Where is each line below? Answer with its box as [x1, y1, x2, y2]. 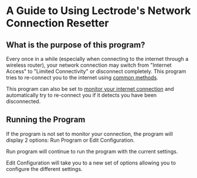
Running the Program [6, 115, 86, 125]
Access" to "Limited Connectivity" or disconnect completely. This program [6, 68, 186, 74]
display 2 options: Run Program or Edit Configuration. [6, 136, 135, 143]
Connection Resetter [6, 16, 110, 30]
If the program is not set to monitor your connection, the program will [6, 130, 173, 137]
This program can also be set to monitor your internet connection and [6, 85, 174, 92]
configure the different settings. [6, 165, 83, 172]
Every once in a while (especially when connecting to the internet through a [6, 56, 189, 62]
